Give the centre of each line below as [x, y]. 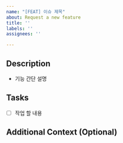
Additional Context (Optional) [62, 132]
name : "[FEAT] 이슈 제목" [36, 12]
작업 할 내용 [29, 113]
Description [28, 63]
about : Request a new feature [44, 17]
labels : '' [20, 28]
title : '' [18, 23]
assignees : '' [24, 34]
